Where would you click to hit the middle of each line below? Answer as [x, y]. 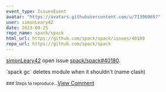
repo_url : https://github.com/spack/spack [58, 44]
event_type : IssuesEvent [36, 11]
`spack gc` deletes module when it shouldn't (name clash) [76, 72]
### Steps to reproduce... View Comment [50, 83]
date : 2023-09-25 [27, 28]
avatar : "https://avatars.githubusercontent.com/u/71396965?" [83, 17]
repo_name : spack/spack [35, 33]
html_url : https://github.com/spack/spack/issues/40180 [75, 38]
